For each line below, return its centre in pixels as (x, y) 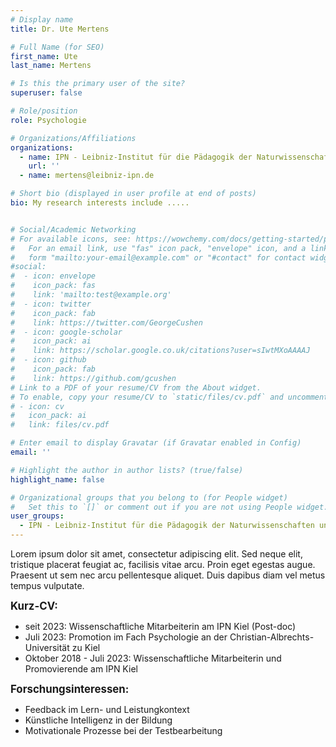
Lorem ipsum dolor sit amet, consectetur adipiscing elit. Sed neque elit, (156, 554)
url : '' (44, 166)
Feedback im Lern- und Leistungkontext (107, 709)
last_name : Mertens (51, 66)
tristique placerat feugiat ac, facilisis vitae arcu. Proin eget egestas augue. (163, 564)
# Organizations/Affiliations (73, 138)
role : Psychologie (48, 120)
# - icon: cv (37, 406)
